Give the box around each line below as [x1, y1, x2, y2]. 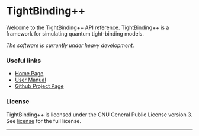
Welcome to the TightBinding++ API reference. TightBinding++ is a [6, 24, 169, 31]
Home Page [14, 70, 44, 77]
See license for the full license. [6, 117, 82, 124]
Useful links [6, 56, 41, 65]
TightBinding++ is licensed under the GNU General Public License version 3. [6, 111, 192, 118]
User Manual [14, 76, 46, 84]
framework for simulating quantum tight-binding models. [6, 30, 144, 37]
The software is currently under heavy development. [6, 42, 134, 49]
